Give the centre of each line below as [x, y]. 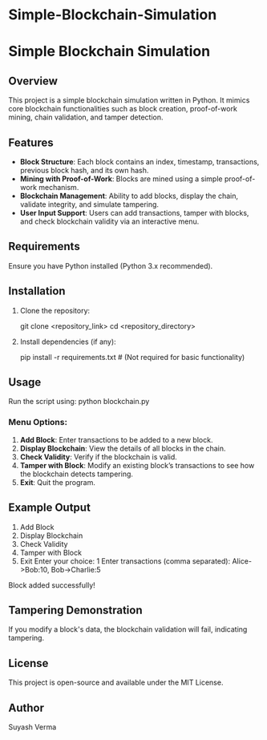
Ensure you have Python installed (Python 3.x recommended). [111, 265]
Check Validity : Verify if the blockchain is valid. [99, 457]
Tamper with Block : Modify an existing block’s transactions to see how [137, 465]
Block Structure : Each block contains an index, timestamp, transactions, [140, 162]
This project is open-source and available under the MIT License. [116, 682]
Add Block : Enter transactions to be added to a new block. [116, 439]
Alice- [242, 561]
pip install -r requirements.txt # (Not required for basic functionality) [132, 357]
